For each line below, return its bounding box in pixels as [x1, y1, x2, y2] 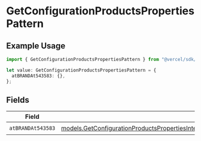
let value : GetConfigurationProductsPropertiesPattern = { [6, 67, 157, 73]
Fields [6, 94, 30, 105]
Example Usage [6, 41, 66, 51]
